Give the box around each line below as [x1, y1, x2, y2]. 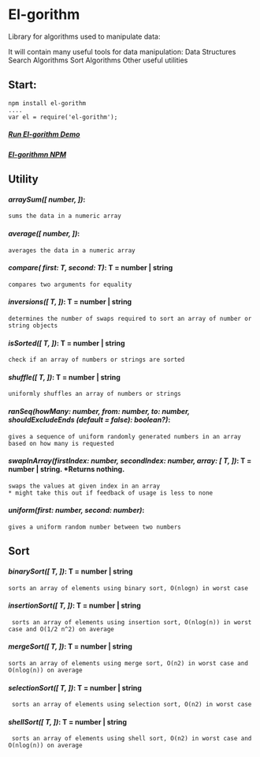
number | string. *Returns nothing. [8, 465, 125, 474]
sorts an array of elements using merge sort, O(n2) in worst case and [8, 659, 248, 667]
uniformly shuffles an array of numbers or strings [8, 390, 181, 398]
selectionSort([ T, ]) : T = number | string [8, 683, 142, 692]
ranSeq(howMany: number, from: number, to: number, [8, 406, 191, 416]
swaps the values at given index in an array [8, 482, 160, 490]
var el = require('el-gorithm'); [8, 113, 118, 121]
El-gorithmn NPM [8, 149, 67, 159]
